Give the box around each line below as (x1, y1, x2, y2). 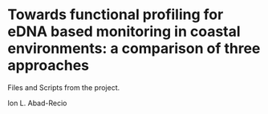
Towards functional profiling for (7, 6, 224, 24)
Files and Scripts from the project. (7, 82, 120, 92)
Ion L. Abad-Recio (7, 98, 67, 108)
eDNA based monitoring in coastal (7, 22, 242, 41)
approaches (7, 57, 90, 75)
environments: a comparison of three (7, 40, 261, 57)
